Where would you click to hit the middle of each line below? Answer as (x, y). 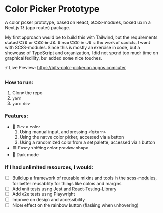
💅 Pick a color (26, 127)
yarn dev (21, 104)
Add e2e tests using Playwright (44, 194)
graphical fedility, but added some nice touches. (54, 58)
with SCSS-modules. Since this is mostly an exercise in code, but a (72, 47)
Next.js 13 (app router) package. (37, 27)
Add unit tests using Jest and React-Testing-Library (64, 189)
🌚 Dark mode (25, 154)
